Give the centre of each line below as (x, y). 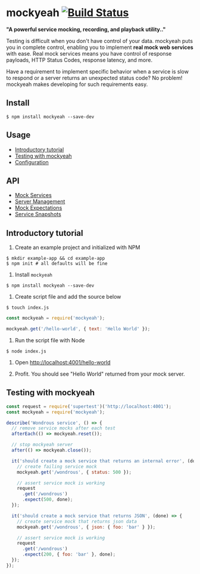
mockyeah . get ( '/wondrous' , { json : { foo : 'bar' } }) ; (86, 527)
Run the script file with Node (50, 340)
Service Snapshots (38, 214)
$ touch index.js (28, 308)
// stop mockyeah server (42, 445)
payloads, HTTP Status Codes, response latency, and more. (79, 60)
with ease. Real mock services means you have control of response (89, 53)
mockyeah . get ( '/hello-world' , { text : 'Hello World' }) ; (78, 329)
